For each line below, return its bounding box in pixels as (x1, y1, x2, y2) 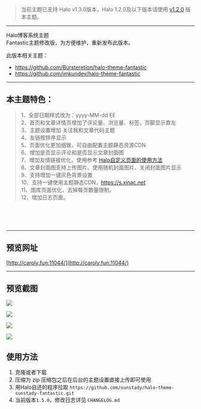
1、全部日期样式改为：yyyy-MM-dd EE (20, 111, 116, 118)
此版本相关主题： (6, 52, 48, 59)
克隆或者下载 (14, 369, 47, 376)
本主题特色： (6, 94, 54, 105)
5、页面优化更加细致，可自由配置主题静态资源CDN (20, 141, 146, 148)
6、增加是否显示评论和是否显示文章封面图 (20, 149, 124, 156)
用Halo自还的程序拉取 (14, 384, 69, 391)
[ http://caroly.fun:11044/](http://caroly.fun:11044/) (6, 259, 129, 266)
